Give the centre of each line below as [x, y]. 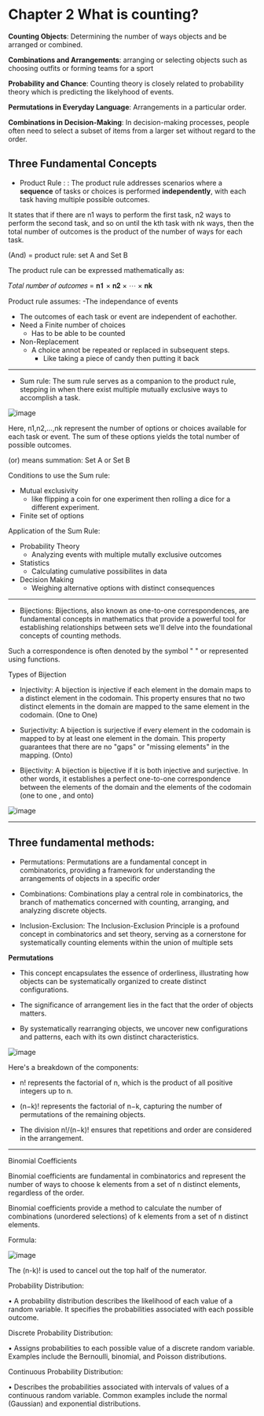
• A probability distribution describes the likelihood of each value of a [121, 1300]
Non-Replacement [49, 341]
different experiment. [65, 507]
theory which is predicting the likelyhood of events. [91, 91]
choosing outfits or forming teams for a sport [81, 68]
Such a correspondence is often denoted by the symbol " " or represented [128, 651]
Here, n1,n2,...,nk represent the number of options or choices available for [128, 428]
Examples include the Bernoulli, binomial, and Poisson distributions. [117, 1356]
